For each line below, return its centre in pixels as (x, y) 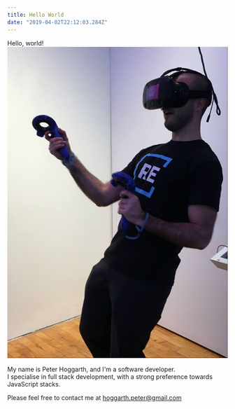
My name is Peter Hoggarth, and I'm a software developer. (92, 369)
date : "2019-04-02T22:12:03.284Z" (58, 22)
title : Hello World (36, 15)
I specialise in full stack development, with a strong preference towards (110, 377)
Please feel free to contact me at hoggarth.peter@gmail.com (94, 398)
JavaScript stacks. (34, 384)
